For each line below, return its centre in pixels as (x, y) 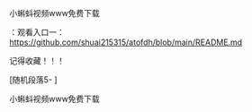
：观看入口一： (37, 32)
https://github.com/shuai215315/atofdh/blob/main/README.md (126, 42)
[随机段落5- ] (33, 80)
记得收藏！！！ (37, 60)
